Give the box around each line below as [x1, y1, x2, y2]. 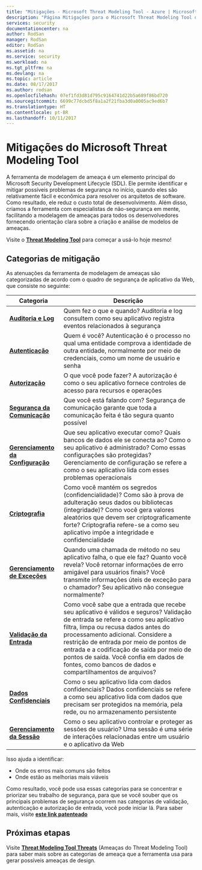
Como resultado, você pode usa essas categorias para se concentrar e [6, 785, 182, 792]
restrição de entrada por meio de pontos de [63, 638, 186, 646]
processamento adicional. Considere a [63, 630, 173, 639]
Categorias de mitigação [6, 254, 100, 264]
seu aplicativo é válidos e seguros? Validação [63, 608, 192, 616]
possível [63, 419, 87, 427]
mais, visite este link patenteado [6, 811, 88, 818]
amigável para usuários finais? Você [63, 568, 165, 576]
